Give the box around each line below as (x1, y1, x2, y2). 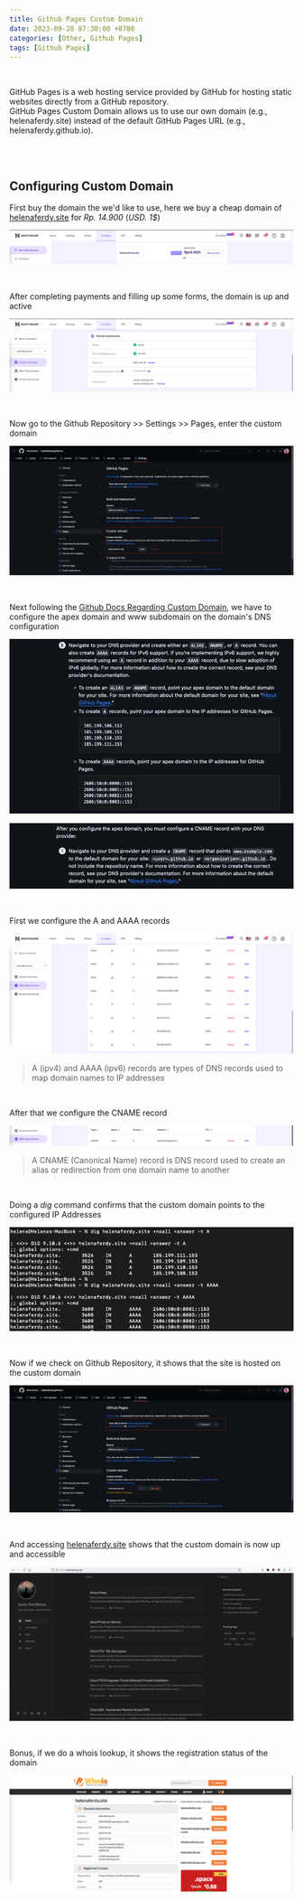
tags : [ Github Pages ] (9, 43, 91, 52)
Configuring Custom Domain (9, 178, 174, 193)
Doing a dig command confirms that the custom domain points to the (9, 1200, 265, 1210)
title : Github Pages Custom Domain (9, 14, 143, 24)
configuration (9, 621, 60, 632)
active (9, 300, 32, 311)
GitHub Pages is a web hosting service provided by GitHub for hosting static (9, 87, 293, 98)
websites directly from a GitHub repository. (9, 96, 170, 108)
